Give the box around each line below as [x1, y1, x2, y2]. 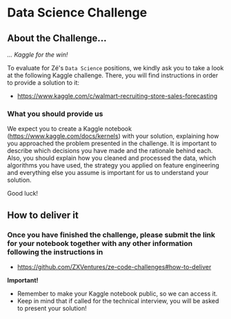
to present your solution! [17, 304, 88, 312]
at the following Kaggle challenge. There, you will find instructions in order [7, 71, 219, 79]
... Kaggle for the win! [7, 50, 68, 59]
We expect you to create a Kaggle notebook [7, 125, 132, 133]
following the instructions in [7, 247, 103, 256]
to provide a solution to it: [7, 79, 80, 87]
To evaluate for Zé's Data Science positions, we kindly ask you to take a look [7, 64, 224, 72]
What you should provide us [7, 109, 103, 119]
